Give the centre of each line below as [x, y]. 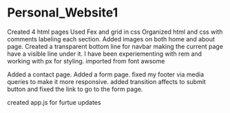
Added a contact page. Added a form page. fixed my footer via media [106, 74]
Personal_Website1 [63, 13]
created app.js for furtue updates [54, 102]
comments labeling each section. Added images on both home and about [111, 39]
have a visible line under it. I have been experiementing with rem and [104, 54]
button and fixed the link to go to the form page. [75, 89]
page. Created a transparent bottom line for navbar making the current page [115, 46]
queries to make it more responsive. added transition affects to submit [107, 81]
